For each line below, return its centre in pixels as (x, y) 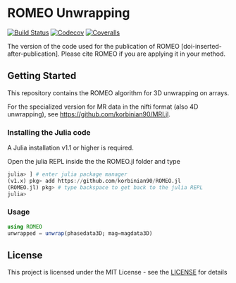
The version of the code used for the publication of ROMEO (93, 46)
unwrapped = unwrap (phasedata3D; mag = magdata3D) (80, 233)
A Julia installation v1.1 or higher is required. (70, 148)
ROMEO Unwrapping (69, 13)
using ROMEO (25, 227)
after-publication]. (33, 54)
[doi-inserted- (201, 46)
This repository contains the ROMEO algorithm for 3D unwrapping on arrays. (118, 92)
